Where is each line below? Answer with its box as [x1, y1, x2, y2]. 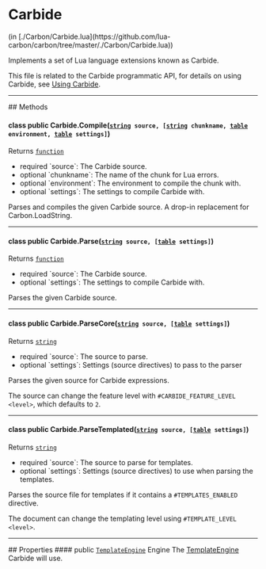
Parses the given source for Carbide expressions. [8, 375, 170, 385]
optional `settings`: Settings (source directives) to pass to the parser [19, 360, 242, 369]
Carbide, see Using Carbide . [8, 79, 101, 89]
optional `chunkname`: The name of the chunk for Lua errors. [19, 170, 219, 180]
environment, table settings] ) [8, 128, 111, 138]
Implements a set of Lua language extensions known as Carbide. [8, 55, 219, 65]
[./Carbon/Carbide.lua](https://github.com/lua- [18, 32, 171, 41]
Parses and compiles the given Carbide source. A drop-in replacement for [8, 202, 249, 212]
